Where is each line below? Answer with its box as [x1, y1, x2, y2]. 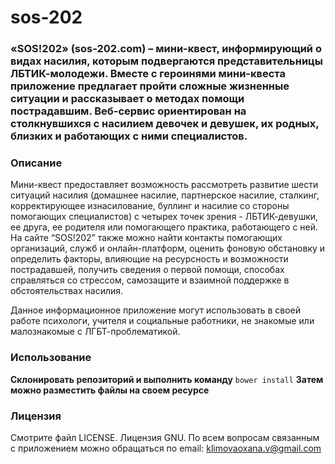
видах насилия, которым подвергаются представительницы [10, 54, 324, 68]
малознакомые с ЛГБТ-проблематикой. [10, 326, 181, 338]
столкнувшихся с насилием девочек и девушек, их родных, [10, 117, 320, 131]
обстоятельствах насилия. [10, 285, 124, 297]
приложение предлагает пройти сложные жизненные [10, 79, 290, 93]
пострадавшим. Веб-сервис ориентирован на [10, 104, 247, 118]
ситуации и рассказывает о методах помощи [10, 92, 245, 106]
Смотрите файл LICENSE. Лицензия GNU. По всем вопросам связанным [10, 432, 320, 443]
